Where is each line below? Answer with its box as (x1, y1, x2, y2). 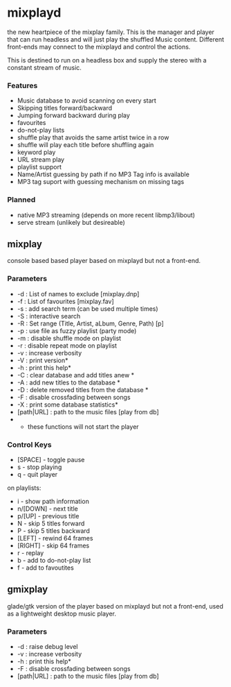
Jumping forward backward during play (17, 111, 130, 119)
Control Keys (7, 439, 52, 449)
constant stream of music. (7, 63, 82, 71)
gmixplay (7, 584, 48, 595)
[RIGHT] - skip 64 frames (17, 541, 90, 550)
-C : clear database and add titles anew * (17, 371, 135, 379)
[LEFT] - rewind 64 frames (17, 534, 93, 542)
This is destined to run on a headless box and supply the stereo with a (7, 56, 207, 64)
